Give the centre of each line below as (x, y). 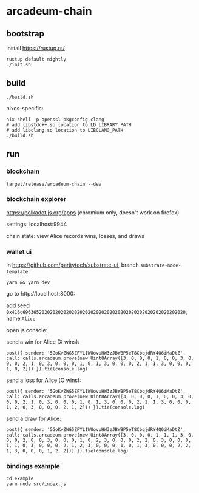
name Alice (21, 318)
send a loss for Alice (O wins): (44, 380)
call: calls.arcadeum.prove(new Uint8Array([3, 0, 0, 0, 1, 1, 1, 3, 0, (100, 435)
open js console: (27, 330)
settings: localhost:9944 (37, 224)
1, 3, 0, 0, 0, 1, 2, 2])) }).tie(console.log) (68, 451)
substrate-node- (161, 265)
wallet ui (19, 251)
